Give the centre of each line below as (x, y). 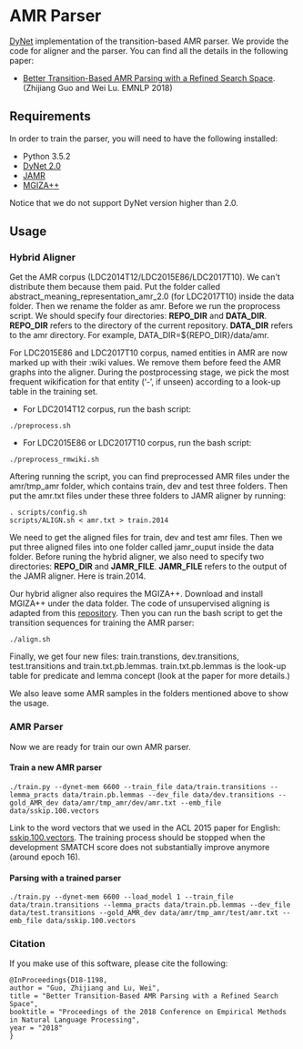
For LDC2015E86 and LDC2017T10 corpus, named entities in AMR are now (149, 353)
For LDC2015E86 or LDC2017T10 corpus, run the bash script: (137, 443)
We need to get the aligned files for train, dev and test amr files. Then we (146, 538)
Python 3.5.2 (46, 156)
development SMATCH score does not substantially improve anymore (140, 847)
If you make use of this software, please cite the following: (119, 963)
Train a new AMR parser (56, 767)
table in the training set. (54, 392)
